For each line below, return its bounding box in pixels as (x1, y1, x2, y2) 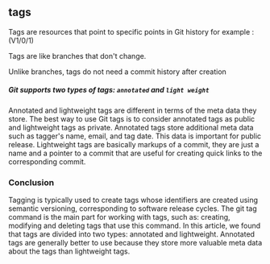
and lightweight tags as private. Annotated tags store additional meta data (8, 122, 254, 132)
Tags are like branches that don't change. (8, 51, 147, 60)
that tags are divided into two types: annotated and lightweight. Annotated (8, 229, 255, 239)
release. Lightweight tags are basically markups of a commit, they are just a (8, 139, 260, 149)
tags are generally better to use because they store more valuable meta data (8, 238, 263, 248)
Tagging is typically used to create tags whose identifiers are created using (8, 196, 259, 205)
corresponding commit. (8, 156, 86, 167)
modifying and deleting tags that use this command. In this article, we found (8, 221, 261, 231)
